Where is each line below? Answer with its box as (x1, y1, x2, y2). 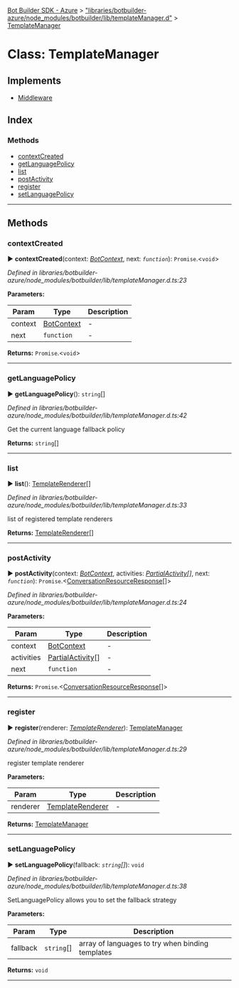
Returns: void (7, 965, 48, 974)
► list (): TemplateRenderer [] (7, 479, 91, 488)
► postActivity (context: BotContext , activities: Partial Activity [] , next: (7, 569, 210, 578)
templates (78, 947, 112, 957)
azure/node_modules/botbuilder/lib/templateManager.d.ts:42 (7, 410, 187, 420)
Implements (7, 74, 62, 86)
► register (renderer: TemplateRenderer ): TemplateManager (7, 723, 183, 732)
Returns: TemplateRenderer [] (7, 528, 94, 537)
